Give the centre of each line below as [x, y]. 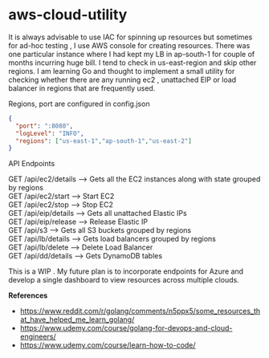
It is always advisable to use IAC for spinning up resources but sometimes [130, 37]
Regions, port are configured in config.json [79, 104]
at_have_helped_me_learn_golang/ [77, 319]
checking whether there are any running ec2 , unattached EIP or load [122, 79]
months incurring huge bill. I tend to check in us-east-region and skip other [132, 63]
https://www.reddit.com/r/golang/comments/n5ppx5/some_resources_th [140, 311]
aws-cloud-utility [68, 15]
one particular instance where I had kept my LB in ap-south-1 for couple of [132, 54]
